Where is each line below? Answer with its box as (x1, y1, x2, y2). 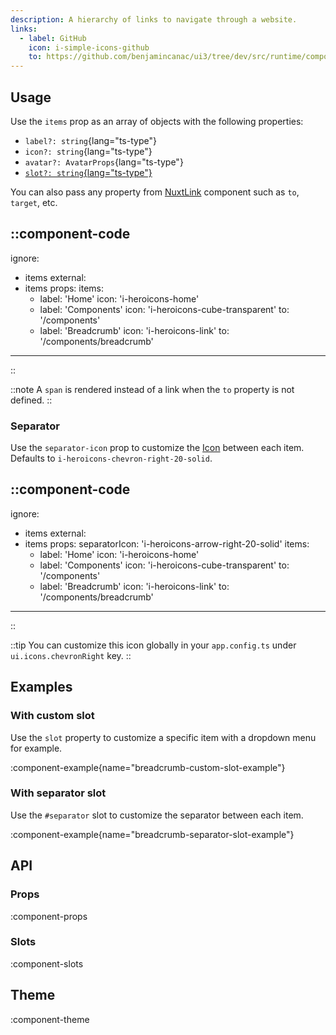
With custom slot (10, 709, 95, 723)
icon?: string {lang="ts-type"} (24, 145, 153, 157)
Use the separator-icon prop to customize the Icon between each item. (10, 442, 305, 454)
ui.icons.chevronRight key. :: (10, 649, 132, 661)
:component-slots (10, 957, 84, 970)
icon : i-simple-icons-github (28, 42, 150, 53)
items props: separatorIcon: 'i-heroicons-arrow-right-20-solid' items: (24, 537, 310, 550)
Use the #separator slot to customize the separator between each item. (10, 809, 304, 821)
